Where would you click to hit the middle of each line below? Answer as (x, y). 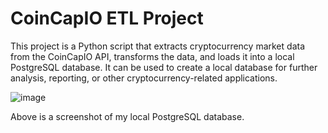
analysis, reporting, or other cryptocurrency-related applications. (144, 78)
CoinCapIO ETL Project (107, 18)
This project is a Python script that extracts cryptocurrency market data (157, 46)
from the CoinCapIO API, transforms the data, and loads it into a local (152, 56)
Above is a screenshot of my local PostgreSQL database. (127, 116)
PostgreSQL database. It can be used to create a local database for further (164, 67)
